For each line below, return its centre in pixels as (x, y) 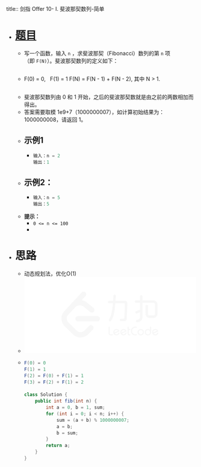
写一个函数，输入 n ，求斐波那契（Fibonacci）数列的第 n (94, 53)
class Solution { (46, 395)
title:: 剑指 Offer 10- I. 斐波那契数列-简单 (55, 9)
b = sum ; (67, 433)
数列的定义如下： (97, 61)
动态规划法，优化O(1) (50, 274)
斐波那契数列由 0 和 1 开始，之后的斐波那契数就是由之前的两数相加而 (109, 97)
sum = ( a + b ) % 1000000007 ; (93, 420)
